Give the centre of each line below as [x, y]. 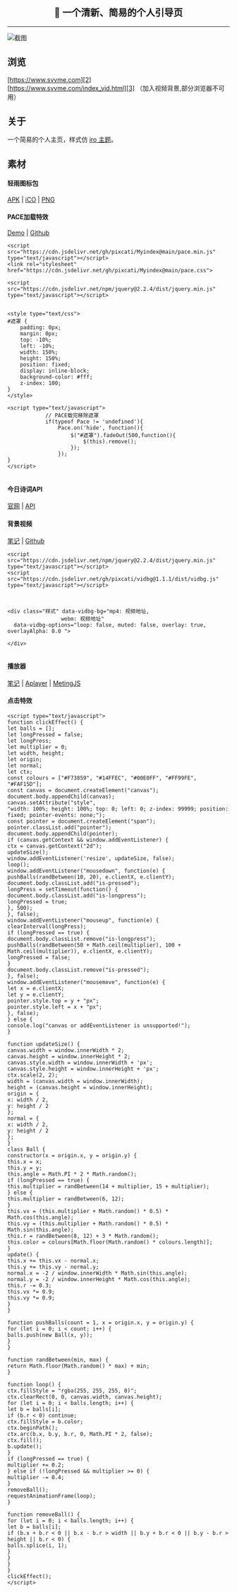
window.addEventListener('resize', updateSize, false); [91, 859]
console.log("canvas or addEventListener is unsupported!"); [99, 1026]
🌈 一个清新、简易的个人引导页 [119, 13]
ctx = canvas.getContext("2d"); [55, 846]
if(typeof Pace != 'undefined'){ [94, 422]
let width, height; [36, 753]
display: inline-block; [55, 371]
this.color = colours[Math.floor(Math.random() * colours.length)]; [110, 1242]
